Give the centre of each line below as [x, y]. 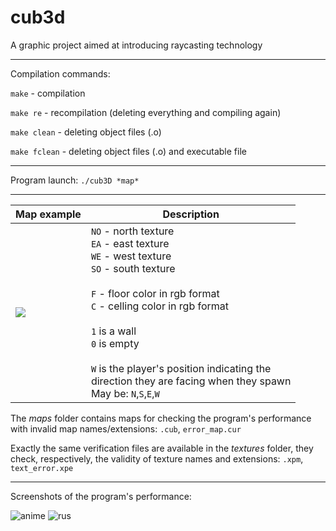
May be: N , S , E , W [125, 393]
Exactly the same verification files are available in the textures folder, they [162, 448]
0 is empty [115, 343]
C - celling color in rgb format [160, 306]
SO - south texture [133, 268]
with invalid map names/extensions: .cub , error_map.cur [126, 428]
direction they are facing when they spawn [191, 381]
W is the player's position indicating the [181, 368]
